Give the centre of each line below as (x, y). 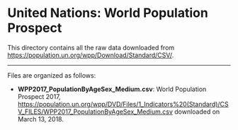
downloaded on (197, 112)
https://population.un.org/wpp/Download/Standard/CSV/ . (91, 55)
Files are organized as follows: (52, 75)
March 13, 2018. (40, 119)
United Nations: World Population (108, 13)
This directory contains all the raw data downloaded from (91, 47)
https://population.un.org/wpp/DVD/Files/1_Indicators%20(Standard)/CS (123, 104)
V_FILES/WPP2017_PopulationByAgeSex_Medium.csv (95, 112)
